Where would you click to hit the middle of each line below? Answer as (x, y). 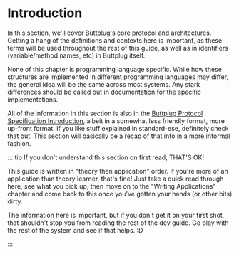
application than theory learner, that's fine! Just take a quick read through (116, 179)
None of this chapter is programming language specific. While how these (115, 69)
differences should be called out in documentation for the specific (105, 92)
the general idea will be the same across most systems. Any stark (104, 84)
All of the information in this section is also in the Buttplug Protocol (105, 113)
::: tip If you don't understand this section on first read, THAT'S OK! (106, 157)
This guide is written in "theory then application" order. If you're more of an (118, 171)
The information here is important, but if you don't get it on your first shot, (116, 215)
